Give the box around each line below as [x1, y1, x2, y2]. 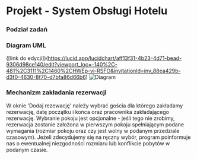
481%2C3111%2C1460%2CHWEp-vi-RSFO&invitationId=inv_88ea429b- [6, 67, 181, 75]
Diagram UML [6, 42, 46, 50]
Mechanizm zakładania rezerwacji [6, 88, 107, 97]
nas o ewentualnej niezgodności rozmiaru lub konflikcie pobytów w [6, 139, 170, 147]
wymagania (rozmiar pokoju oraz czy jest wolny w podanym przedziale [6, 127, 180, 134]
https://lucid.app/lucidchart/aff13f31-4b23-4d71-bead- [47, 55, 182, 62]
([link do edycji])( [6, 55, 49, 62]
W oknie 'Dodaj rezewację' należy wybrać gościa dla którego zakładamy [6, 102, 183, 109]
